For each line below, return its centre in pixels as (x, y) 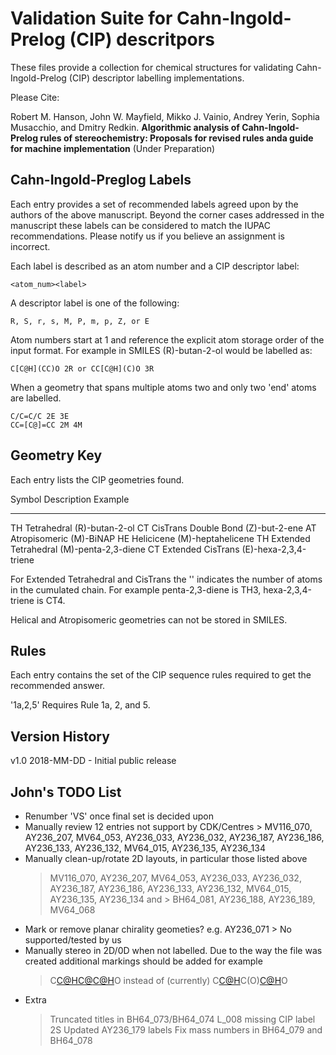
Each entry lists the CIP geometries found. (97, 479)
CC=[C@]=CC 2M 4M (46, 425)
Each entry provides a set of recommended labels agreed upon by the (154, 204)
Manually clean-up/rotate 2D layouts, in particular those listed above (166, 858)
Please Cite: (35, 97)
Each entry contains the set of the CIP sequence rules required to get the (161, 675)
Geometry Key (56, 455)
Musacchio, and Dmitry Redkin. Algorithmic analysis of (125, 127)
